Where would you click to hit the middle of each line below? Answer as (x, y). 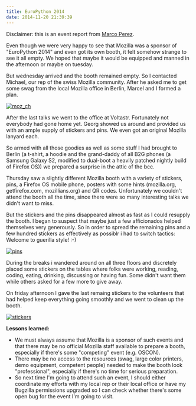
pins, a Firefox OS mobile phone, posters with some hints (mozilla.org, (91, 184)
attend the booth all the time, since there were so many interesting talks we (97, 197)
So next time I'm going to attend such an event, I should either (90, 377)
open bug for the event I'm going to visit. (64, 396)
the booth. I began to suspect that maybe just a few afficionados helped (94, 221)
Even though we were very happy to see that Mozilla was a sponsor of (92, 46)
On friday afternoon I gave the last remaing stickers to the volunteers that (95, 293)
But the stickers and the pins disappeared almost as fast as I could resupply (98, 215)
